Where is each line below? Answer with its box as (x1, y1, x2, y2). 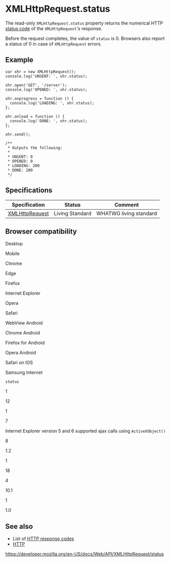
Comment (114, 201, 139, 208)
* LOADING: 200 (7, 163, 40, 168)
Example (5, 56, 34, 64)
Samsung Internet (5, 369, 43, 376)
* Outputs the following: (7, 145, 63, 150)
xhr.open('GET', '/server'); (5, 82, 67, 87)
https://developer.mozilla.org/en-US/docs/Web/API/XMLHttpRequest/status (5, 551, 164, 557)
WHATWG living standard (96, 210, 157, 217)
